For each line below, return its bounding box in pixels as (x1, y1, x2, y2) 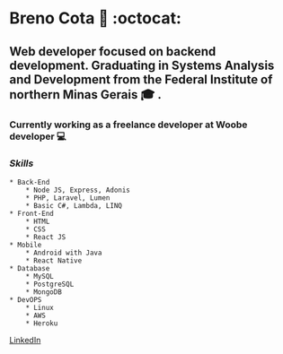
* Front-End (9, 209, 54, 218)
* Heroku (25, 318, 58, 328)
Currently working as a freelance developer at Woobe (9, 118, 248, 131)
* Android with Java (25, 248, 102, 257)
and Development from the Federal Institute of (9, 72, 273, 87)
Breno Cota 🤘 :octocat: (9, 8, 182, 29)
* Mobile (9, 240, 42, 249)
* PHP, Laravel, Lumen (25, 193, 111, 203)
